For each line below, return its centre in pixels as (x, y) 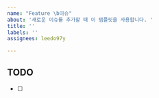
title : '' (21, 26)
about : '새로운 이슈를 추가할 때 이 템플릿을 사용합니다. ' (80, 20)
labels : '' (23, 32)
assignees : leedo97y (37, 39)
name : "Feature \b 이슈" (39, 13)
